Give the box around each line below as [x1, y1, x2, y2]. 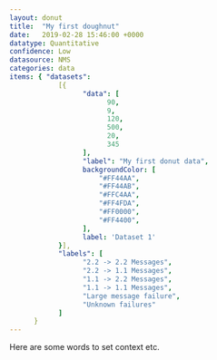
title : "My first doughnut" [9, 22, 120, 31]
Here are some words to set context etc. [9, 342, 161, 353]
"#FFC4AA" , [98, 190, 141, 199]
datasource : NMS [9, 55, 71, 64]
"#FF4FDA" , [98, 199, 141, 209]
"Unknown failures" [82, 300, 156, 309]
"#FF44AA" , [98, 173, 141, 182]
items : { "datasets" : [9, 73, 92, 82]
